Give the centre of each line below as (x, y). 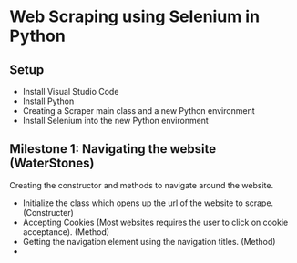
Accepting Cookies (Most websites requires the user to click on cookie (155, 222)
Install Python (48, 101)
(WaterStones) (52, 163)
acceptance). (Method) (66, 232)
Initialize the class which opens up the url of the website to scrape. (148, 203)
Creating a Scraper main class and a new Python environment (138, 111)
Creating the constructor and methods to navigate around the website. (142, 185)
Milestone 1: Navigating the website (113, 149)
